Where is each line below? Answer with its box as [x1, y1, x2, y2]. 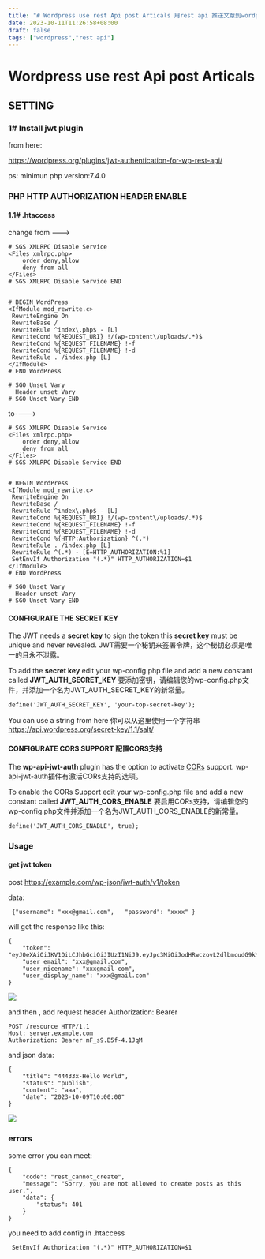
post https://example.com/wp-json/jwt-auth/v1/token [8, 877, 180, 886]
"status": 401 [36, 1201, 83, 1208]
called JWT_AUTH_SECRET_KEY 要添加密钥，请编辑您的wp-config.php [8, 676, 243, 685]
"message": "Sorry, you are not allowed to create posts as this [22, 1180, 242, 1188]
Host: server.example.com [8, 1029, 93, 1037]
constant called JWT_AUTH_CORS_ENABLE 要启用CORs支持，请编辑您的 [8, 796, 248, 806]
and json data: [8, 1050, 55, 1059]
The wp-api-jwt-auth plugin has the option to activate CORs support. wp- [8, 762, 249, 771]
